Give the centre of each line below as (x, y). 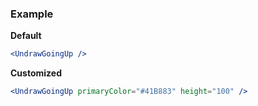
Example (32, 14)
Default (26, 36)
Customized (36, 73)
